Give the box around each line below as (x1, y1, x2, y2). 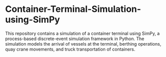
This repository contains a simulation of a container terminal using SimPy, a (5, 30, 160, 36)
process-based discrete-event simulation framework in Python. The (5, 36, 145, 42)
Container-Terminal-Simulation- (5, 3, 141, 15)
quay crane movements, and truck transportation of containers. (5, 46, 136, 52)
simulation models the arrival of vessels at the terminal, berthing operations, (5, 41, 162, 47)
